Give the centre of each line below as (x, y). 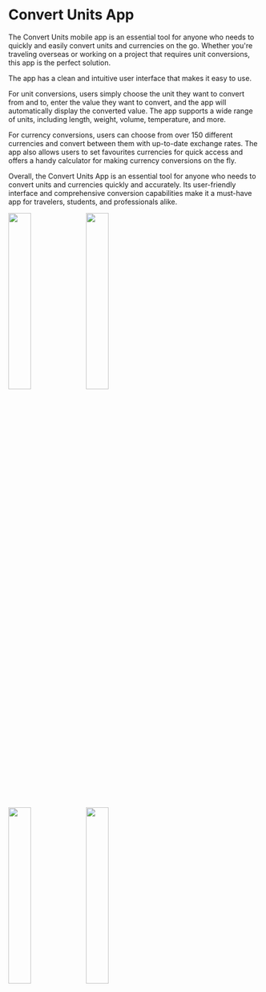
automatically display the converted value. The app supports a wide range (131, 111)
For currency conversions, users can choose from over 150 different (121, 135)
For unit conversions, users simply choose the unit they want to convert (127, 93)
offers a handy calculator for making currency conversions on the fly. (123, 160)
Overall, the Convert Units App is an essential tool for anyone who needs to (132, 176)
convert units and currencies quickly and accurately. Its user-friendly (122, 184)
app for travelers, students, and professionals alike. (93, 202)
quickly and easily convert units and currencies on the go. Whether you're (131, 45)
